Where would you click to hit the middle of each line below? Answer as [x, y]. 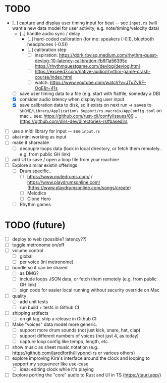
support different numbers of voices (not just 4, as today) [79, 336]
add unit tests [34, 302]
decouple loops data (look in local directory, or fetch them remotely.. [91, 148]
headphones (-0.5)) [47, 44]
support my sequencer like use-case [50, 364]
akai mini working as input [39, 137]
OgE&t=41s [46, 88]
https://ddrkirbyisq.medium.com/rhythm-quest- [108, 55]
